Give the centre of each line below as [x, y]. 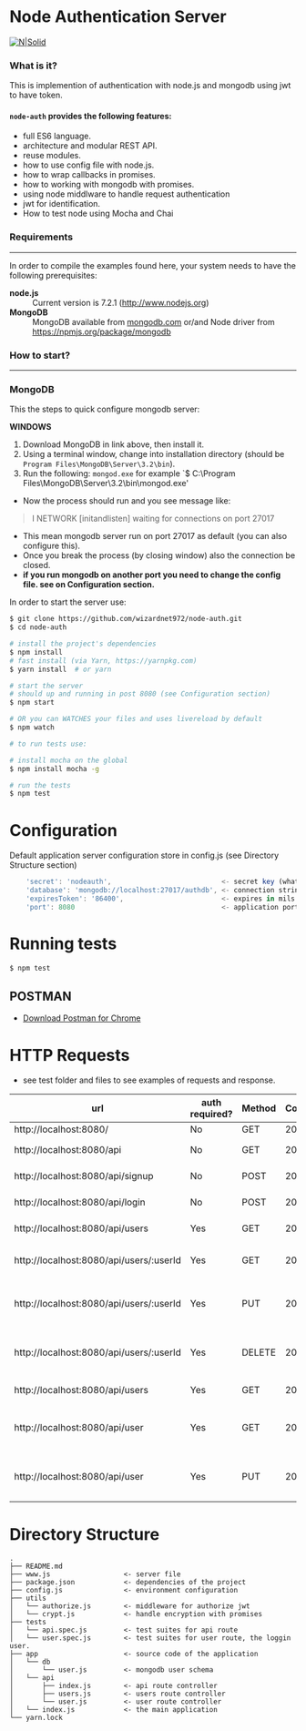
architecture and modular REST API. [90, 146]
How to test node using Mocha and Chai [98, 214]
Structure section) [43, 865]
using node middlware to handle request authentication [126, 194]
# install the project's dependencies [83, 644]
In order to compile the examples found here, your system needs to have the [153, 265]
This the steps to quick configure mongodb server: [105, 409]
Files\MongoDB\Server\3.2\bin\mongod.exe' [106, 484]
